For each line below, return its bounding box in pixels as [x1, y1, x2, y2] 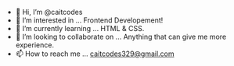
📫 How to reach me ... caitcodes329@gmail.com [15, 49, 175, 58]
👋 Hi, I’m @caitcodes [15, 8, 83, 16]
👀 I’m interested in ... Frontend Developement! [15, 16, 164, 25]
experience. [15, 40, 55, 50]
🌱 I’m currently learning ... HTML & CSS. [15, 24, 145, 33]
